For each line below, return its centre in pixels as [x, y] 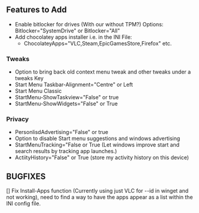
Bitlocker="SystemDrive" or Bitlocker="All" [68, 31]
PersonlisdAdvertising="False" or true [62, 132]
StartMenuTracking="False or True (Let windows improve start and [97, 145]
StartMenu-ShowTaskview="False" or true [67, 98]
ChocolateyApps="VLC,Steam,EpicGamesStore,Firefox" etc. [98, 43]
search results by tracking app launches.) [66, 151]
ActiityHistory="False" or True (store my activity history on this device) [102, 157]
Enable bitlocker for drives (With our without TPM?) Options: [89, 24]
